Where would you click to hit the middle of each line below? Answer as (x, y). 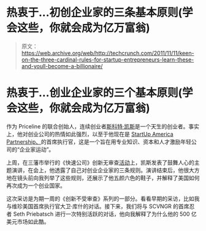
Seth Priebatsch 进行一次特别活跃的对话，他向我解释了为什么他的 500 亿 (105, 214)
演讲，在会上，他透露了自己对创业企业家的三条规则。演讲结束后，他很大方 (105, 170)
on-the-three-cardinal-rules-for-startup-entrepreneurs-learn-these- (108, 60)
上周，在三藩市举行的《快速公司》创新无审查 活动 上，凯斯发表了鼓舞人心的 (100, 162)
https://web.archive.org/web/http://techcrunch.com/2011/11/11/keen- (108, 53)
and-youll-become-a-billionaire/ (62, 66)
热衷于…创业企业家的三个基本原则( (94, 93)
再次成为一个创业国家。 (36, 186)
